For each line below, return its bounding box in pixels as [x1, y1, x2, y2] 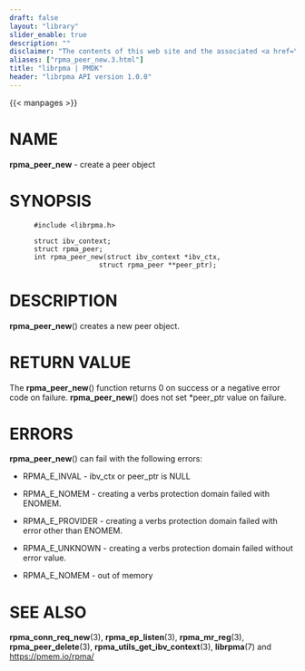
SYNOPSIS [9, 190, 93, 211]
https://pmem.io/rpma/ [9, 651, 94, 662]
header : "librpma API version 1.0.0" [9, 73, 152, 82]
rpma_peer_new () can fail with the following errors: [9, 453, 202, 464]
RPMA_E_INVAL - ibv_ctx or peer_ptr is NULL [22, 471, 191, 481]
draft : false [9, 13, 59, 23]
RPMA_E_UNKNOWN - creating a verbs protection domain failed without [22, 543, 293, 554]
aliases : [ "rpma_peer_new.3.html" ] [9, 55, 144, 64]
